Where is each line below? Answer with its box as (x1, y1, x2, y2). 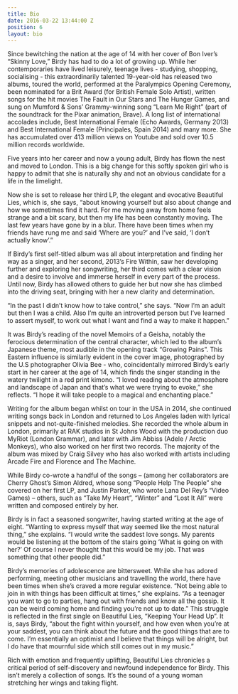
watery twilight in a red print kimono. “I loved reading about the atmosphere (7, 375, 229, 384)
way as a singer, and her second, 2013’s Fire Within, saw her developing (7, 257, 219, 266)
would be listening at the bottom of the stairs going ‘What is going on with (7, 538, 224, 546)
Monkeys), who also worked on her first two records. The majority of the (7, 442, 220, 451)
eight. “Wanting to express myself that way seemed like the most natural (7, 523, 219, 531)
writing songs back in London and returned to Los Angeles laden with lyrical (7, 412, 230, 420)
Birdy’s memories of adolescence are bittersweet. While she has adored (7, 567, 218, 575)
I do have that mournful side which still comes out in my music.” (7, 642, 194, 651)
